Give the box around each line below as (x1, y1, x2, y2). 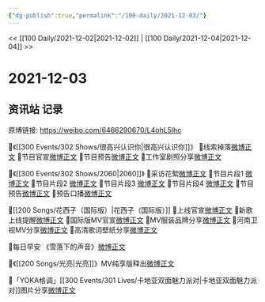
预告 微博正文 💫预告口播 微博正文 (8, 188, 112, 198)
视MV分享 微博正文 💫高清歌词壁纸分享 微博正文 (8, 225, 158, 234)
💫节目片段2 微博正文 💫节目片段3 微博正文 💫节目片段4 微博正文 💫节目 (30, 179, 255, 188)
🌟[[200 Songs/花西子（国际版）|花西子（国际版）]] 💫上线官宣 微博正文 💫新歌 (8, 205, 253, 214)
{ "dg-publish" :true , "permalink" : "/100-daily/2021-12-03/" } (8, 11, 207, 20)
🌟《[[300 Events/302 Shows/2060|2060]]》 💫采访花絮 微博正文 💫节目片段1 (8, 168, 244, 178)
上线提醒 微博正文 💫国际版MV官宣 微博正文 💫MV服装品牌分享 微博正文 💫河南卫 (8, 215, 258, 225)
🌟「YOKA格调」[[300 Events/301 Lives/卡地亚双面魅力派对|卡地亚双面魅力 (8, 275, 251, 285)
